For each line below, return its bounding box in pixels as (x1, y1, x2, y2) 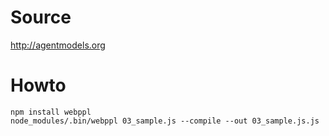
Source (10, 6, 72, 29)
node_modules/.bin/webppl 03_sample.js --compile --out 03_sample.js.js (10, 116, 320, 126)
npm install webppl (10, 107, 92, 117)
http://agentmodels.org (10, 39, 106, 51)
